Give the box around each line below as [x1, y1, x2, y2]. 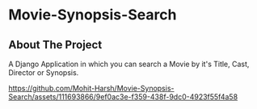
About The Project [8, 38, 103, 52]
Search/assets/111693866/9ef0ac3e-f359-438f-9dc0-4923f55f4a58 [8, 92, 238, 102]
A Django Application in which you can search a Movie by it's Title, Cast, [8, 59, 250, 69]
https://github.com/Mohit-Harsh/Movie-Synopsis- [8, 83, 175, 93]
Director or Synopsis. [8, 68, 79, 78]
